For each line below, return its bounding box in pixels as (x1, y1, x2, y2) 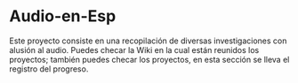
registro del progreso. (9, 64, 89, 74)
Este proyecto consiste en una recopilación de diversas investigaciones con (9, 35, 287, 46)
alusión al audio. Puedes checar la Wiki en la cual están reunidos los (9, 44, 260, 55)
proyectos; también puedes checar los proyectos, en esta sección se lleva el (9, 54, 290, 64)
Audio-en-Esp (9, 6, 117, 26)
